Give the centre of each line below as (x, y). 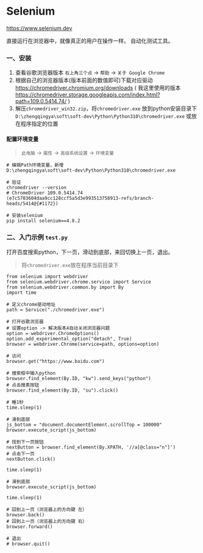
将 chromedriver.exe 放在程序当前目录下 (70, 265)
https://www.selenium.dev (39, 28)
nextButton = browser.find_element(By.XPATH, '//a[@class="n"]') (91, 447)
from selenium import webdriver (47, 276)
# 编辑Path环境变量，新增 (35, 165)
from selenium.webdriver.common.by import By (65, 287)
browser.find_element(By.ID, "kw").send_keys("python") (79, 378)
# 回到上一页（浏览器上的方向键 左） (47, 509)
